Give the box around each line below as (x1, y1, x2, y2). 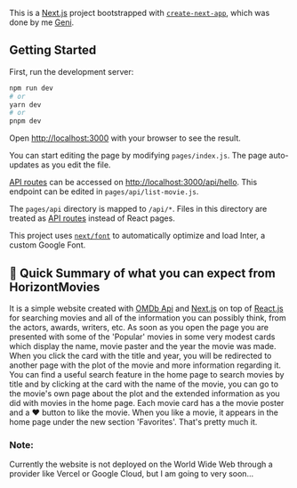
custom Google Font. (9, 240, 86, 250)
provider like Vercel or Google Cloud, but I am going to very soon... (9, 468, 254, 479)
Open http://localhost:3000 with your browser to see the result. (9, 133, 242, 143)
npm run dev (9, 84, 53, 93)
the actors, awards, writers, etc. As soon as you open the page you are (9, 322, 269, 332)
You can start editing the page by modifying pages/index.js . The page (9, 150, 268, 161)
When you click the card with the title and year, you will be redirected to (9, 351, 272, 361)
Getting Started (9, 43, 97, 58)
